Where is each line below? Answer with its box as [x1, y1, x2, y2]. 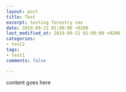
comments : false [6, 57, 46, 63]
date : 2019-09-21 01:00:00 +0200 [6, 25, 89, 31]
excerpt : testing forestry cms [6, 19, 83, 25]
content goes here [6, 79, 51, 86]
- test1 [6, 52, 25, 58]
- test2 [6, 42, 25, 47]
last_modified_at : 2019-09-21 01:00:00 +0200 [6, 30, 120, 36]
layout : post [6, 8, 38, 15]
